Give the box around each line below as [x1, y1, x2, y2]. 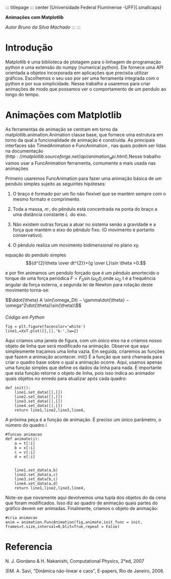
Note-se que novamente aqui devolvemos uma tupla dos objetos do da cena [5, 495, 166, 501]
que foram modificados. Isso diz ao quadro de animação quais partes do [5, 500, 158, 506]
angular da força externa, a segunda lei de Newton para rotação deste [5, 282, 153, 288]
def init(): [5, 385, 31, 391]
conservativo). [12, 232, 43, 238]
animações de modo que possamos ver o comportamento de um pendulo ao [5, 86, 166, 92]
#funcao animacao [5, 432, 42, 437]
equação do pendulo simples [5, 252, 66, 258]
